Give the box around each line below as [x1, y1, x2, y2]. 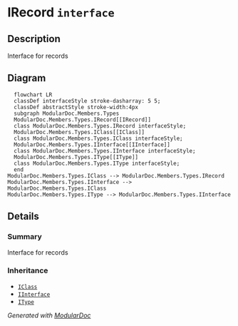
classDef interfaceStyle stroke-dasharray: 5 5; [14, 97, 161, 104]
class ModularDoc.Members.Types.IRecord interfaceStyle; [14, 122, 187, 129]
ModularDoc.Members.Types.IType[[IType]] [14, 153, 139, 161]
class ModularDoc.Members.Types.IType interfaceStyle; [14, 160, 180, 167]
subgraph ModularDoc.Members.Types [14, 110, 120, 117]
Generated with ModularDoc [7, 311, 91, 320]
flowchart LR [14, 91, 53, 98]
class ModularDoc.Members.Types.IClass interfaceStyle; [14, 135, 183, 142]
